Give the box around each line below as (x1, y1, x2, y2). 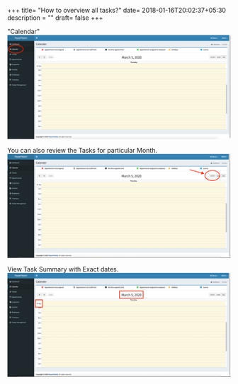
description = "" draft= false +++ (7, 13, 103, 22)
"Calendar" (7, 28, 40, 35)
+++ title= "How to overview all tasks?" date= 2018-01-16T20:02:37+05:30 (7, 6, 227, 14)
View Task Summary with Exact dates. (7, 265, 119, 274)
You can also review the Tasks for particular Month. (7, 146, 158, 155)
